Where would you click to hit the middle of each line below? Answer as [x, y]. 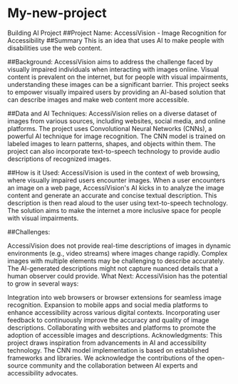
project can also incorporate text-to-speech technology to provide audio [114, 151]
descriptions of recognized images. [59, 159]
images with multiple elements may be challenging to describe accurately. [116, 261]
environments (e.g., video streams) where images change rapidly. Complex [118, 253]
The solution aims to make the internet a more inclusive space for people [114, 210]
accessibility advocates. [43, 373]
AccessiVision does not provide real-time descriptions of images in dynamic [119, 245]
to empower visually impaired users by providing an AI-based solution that [117, 92]
